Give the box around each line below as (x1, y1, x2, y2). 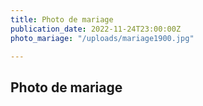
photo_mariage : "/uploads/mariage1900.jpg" (10, 33, 195, 43)
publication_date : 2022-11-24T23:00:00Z (10, 24, 182, 34)
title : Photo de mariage (10, 14, 114, 25)
